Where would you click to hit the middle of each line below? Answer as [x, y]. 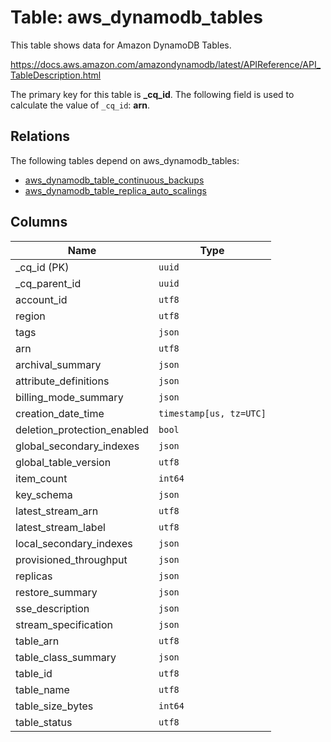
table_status [44, 722]
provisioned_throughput [71, 559]
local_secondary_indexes [74, 543]
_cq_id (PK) [42, 267]
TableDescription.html [56, 75]
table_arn [37, 641]
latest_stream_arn [57, 511]
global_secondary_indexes [77, 446]
